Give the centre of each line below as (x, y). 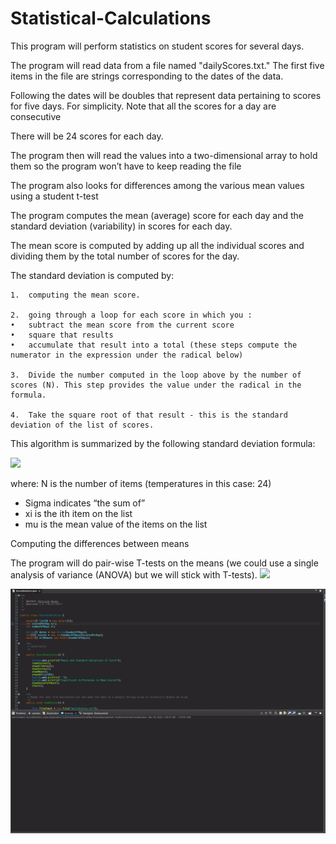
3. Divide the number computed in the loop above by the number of (156, 375)
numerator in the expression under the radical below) (127, 355)
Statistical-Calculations (111, 18)
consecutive (36, 116)
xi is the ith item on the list (78, 513)
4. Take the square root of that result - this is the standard (149, 415)
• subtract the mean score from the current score (122, 325)
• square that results (62, 335)
